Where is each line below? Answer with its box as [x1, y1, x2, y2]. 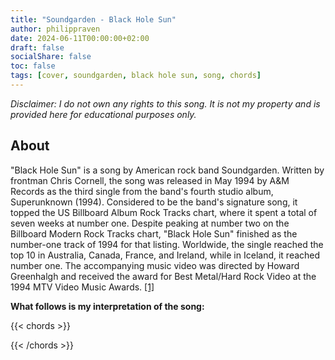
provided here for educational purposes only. [10, 108, 197, 120]
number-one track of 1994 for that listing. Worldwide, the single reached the [10, 238, 324, 250]
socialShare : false [10, 52, 92, 62]
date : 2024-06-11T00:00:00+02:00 [10, 33, 150, 43]
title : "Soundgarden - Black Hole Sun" [10, 14, 177, 25]
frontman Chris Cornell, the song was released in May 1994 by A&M [10, 174, 290, 186]
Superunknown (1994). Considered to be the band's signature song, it [10, 196, 298, 208]
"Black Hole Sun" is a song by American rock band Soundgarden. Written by [10, 164, 325, 176]
